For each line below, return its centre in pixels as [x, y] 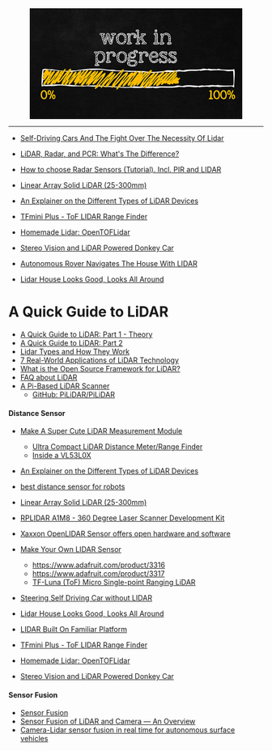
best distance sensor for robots [72, 487]
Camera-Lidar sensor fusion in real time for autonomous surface [127, 730]
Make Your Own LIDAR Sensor [70, 549]
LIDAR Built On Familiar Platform [74, 630]
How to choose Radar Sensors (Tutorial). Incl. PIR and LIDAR [121, 170]
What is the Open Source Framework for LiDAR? [100, 368]
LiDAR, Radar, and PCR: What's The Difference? [100, 154]
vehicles [34, 739]
